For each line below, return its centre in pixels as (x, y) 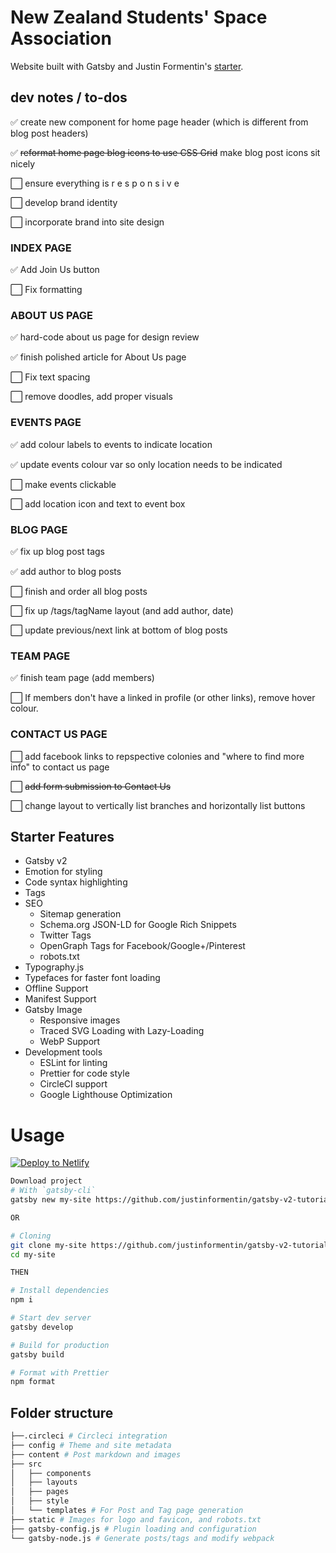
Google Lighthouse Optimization (106, 1095)
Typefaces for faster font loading (92, 978)
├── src (26, 1464)
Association (61, 38)
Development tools (63, 1052)
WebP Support (70, 1042)
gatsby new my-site (51, 1200)
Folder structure (62, 1412)
